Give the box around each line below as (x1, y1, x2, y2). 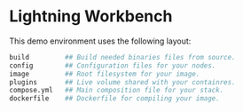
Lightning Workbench (9, 6, 173, 27)
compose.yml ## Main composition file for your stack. (9, 86, 224, 95)
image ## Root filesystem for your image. (9, 69, 200, 78)
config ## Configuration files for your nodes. (9, 60, 216, 70)
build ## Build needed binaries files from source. (9, 52, 237, 61)
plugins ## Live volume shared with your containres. (9, 77, 237, 86)
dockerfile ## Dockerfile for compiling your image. (9, 94, 220, 103)
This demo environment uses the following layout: (9, 36, 192, 46)
